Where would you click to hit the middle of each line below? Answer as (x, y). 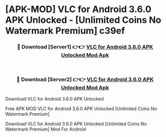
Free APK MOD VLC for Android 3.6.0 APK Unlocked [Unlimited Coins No (81, 108)
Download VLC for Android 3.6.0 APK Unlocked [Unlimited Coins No (76, 124)
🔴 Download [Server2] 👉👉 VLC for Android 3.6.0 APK (85, 79)
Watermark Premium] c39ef (65, 31)
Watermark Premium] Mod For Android (46, 129)
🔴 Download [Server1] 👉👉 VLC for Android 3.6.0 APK (85, 47)
